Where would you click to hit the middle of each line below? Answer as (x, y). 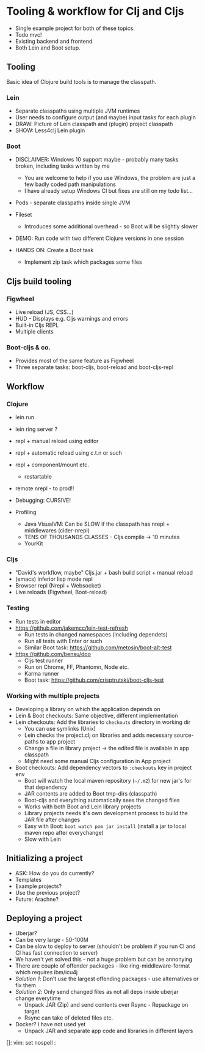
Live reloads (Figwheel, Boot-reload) (61, 592)
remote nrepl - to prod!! (45, 488)
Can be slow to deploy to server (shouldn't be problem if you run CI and (105, 946)
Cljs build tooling (39, 281)
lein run (25, 417)
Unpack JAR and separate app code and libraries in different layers (109, 1031)
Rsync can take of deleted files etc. (69, 1018)
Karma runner (41, 673)
